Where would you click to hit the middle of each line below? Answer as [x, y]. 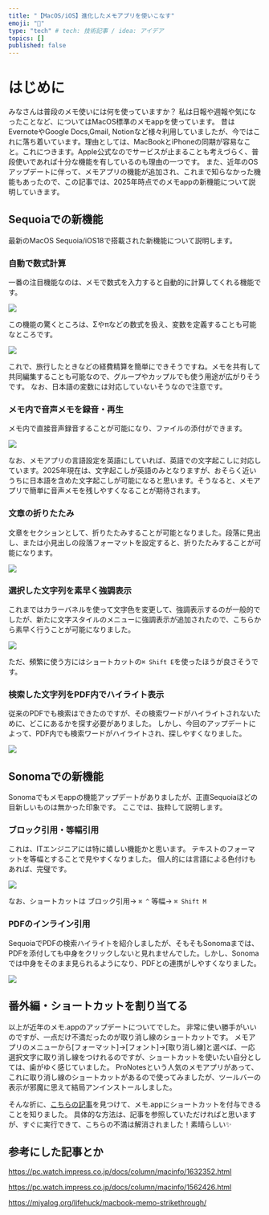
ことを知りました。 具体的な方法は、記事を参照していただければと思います [132, 1114]
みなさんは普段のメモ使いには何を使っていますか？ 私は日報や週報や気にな [132, 112]
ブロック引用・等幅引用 [53, 830]
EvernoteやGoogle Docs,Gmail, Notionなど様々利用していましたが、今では [131, 132]
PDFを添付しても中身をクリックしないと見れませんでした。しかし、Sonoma [134, 953]
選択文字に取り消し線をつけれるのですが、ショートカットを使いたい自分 [128, 1057]
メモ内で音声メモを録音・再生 [66, 410]
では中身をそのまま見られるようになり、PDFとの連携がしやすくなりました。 [134, 963]
